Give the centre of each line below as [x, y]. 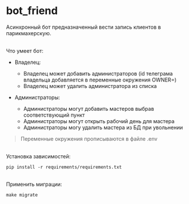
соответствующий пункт [54, 115]
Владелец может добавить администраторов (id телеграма [98, 73]
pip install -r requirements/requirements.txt [64, 167]
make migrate [22, 195]
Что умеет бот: [25, 50]
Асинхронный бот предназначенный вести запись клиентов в [84, 27]
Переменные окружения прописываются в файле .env [89, 138]
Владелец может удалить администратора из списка [90, 86]
